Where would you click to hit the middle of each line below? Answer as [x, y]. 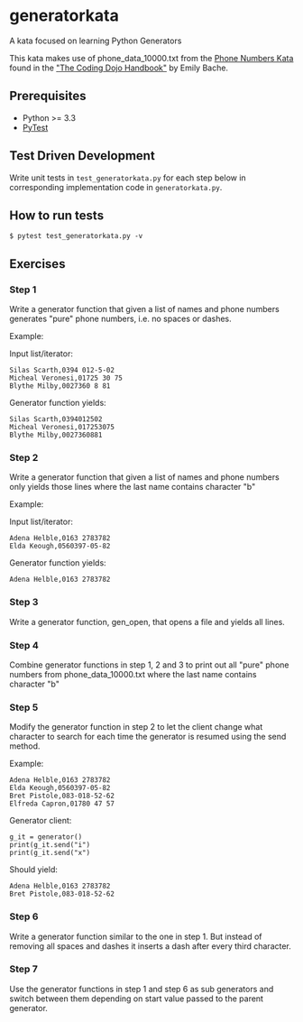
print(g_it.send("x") [50, 853]
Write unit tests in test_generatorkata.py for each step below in [128, 178]
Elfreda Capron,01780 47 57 [62, 804]
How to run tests [57, 215]
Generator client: [41, 821]
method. [25, 746]
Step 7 [23, 969]
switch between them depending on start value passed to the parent [137, 999]
